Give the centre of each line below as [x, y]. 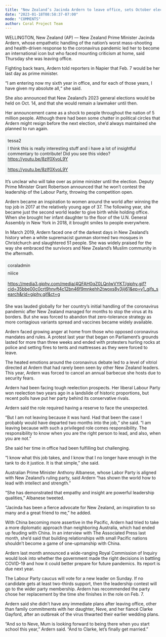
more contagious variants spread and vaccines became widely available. [79, 322]
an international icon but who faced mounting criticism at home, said [75, 53]
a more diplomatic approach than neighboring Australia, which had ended [80, 528]
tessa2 [14, 141]
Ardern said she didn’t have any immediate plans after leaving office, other [81, 604]
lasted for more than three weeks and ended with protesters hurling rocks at [83, 342]
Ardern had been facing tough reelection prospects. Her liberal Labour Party [83, 388]
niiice [13, 273]
